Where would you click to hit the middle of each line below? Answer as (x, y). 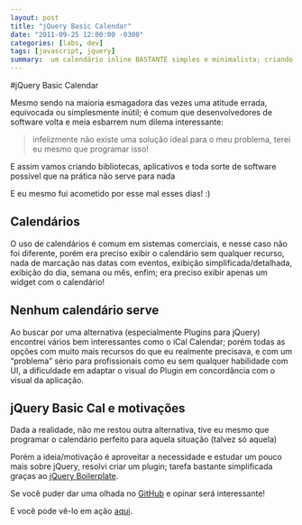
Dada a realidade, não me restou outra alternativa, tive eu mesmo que (140, 430)
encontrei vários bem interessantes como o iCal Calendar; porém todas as (148, 341)
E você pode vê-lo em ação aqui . (72, 511)
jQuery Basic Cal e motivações (98, 408)
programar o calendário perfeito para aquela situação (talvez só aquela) (144, 439)
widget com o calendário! (58, 281)
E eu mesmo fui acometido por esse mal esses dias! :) (110, 193)
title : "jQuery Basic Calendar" (71, 26)
